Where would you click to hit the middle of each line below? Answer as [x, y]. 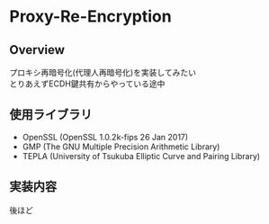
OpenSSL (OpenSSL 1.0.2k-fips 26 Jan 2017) [105, 137]
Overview [37, 50]
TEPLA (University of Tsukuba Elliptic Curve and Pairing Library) [141, 156]
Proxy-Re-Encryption [91, 17]
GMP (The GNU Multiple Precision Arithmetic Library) [121, 147]
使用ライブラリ [51, 115]
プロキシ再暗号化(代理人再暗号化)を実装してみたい [103, 72]
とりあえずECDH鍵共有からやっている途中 [87, 84]
